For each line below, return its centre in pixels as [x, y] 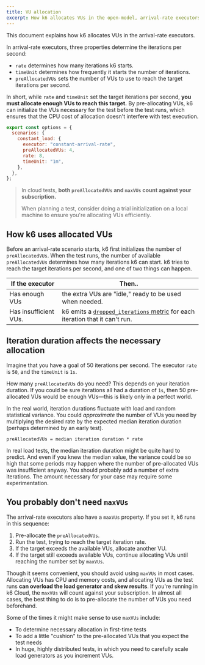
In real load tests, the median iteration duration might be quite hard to [93, 450]
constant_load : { [39, 139]
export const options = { [39, 127]
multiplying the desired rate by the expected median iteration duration [94, 421]
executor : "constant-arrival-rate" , [69, 144]
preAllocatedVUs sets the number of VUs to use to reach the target [99, 78]
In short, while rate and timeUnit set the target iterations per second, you [99, 97]
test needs [28, 642]
